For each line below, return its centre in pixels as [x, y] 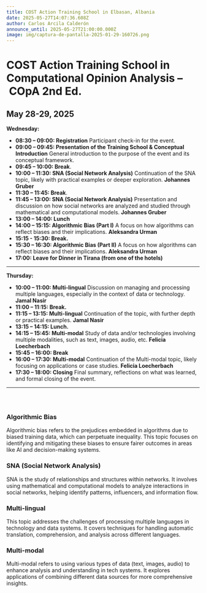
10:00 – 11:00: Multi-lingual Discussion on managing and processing [102, 288]
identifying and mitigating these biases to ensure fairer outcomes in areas [99, 443]
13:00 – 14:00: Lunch [43, 219]
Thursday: [20, 276]
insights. [17, 583]
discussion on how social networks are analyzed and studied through [103, 206]
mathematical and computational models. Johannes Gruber [91, 212]
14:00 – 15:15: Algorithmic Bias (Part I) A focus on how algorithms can [105, 225]
